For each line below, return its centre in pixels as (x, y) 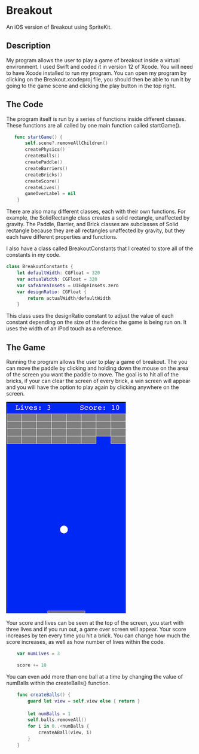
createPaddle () (44, 162)
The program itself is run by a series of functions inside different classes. (96, 119)
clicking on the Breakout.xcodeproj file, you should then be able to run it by (99, 79)
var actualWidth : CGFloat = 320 (57, 279)
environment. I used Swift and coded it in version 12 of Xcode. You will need (99, 66)
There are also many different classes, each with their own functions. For (96, 212)
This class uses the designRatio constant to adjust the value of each (90, 316)
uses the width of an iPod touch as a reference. (65, 329)
